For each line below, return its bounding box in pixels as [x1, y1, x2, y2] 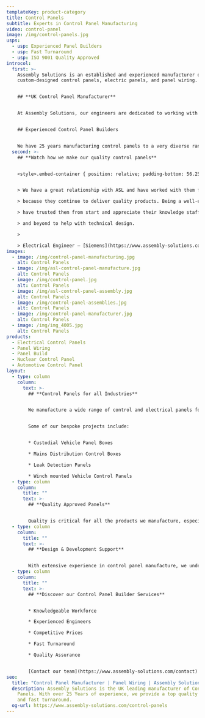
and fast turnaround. [17, 697, 72, 703]
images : [6, 248, 26, 254]
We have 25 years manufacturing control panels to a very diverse [17, 143, 190, 149]
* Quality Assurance [28, 652, 81, 658]
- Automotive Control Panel [12, 362, 84, 368]
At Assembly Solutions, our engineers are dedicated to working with [17, 110, 198, 116]
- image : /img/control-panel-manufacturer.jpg [12, 311, 132, 317]
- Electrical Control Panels [12, 339, 86, 346]
